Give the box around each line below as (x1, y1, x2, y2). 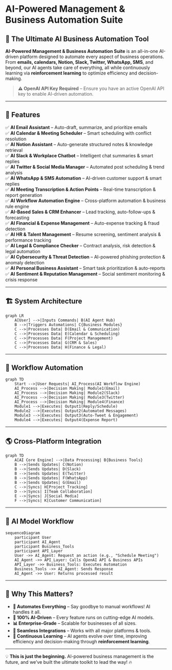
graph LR (5, 313, 24, 318)
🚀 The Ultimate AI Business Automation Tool (5, 34, 149, 43)
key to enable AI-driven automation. (17, 91, 94, 97)
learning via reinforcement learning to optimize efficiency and (5, 70, 137, 76)
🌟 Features (5, 111, 40, 119)
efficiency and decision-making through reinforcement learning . (12, 638, 150, 644)
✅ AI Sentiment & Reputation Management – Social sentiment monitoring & (5, 270, 165, 277)
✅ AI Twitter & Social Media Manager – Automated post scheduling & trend (5, 164, 165, 170)
